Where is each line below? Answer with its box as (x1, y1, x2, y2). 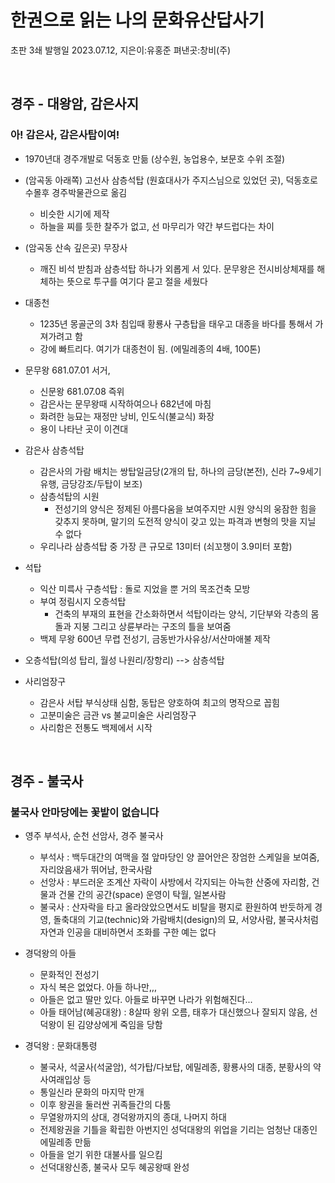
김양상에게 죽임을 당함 (76, 1019, 163, 1031)
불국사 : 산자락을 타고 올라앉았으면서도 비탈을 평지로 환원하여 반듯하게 (39, 901, 313, 913)
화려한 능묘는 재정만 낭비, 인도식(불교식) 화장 (39, 410, 215, 422)
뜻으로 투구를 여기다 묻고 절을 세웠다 (66, 275, 208, 287)
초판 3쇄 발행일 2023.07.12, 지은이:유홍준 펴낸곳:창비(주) (10, 44, 232, 56)
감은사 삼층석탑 (24, 444, 85, 456)
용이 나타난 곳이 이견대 (39, 422, 129, 435)
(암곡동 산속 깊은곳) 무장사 (24, 241, 128, 253)
